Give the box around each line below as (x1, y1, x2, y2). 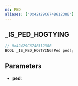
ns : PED (5, 7, 21, 12)
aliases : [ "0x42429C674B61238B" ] (5, 12, 74, 17)
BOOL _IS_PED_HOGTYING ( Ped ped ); (5, 48, 74, 53)
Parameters (5, 62, 42, 70)
